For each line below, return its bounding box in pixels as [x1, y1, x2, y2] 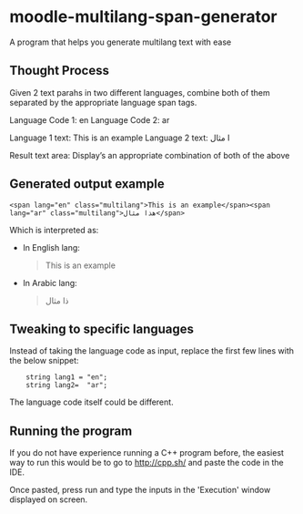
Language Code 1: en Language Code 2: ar [9, 114, 170, 125]
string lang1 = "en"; [25, 373, 107, 382]
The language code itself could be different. [9, 396, 175, 407]
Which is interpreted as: [9, 224, 99, 235]
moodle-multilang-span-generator [9, 6, 278, 27]
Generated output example [9, 176, 166, 192]
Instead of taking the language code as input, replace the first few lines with [9, 345, 294, 356]
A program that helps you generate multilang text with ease [9, 36, 232, 47]
